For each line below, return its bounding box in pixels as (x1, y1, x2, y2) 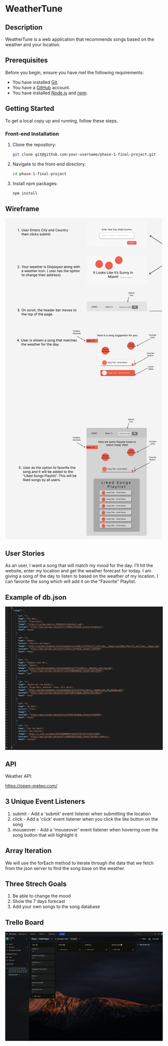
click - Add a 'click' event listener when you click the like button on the (12, 816, 158, 822)
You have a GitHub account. (12, 84, 70, 90)
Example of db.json (5, 593, 66, 602)
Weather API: (5, 773, 32, 779)
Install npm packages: (12, 180, 58, 186)
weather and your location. (5, 42, 61, 48)
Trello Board (5, 918, 44, 927)
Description (5, 23, 42, 32)
